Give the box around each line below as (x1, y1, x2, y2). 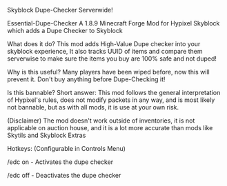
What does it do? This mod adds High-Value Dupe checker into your (7, 40, 201, 48)
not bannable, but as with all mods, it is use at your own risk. (7, 103, 179, 111)
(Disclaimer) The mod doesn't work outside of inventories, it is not (7, 116, 195, 125)
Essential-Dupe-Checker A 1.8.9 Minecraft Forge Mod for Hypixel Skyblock (7, 19, 220, 27)
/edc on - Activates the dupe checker (7, 158, 114, 166)
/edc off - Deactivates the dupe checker (7, 172, 121, 179)
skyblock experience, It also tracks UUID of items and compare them (7, 48, 203, 55)
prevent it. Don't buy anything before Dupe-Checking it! (7, 75, 166, 83)
